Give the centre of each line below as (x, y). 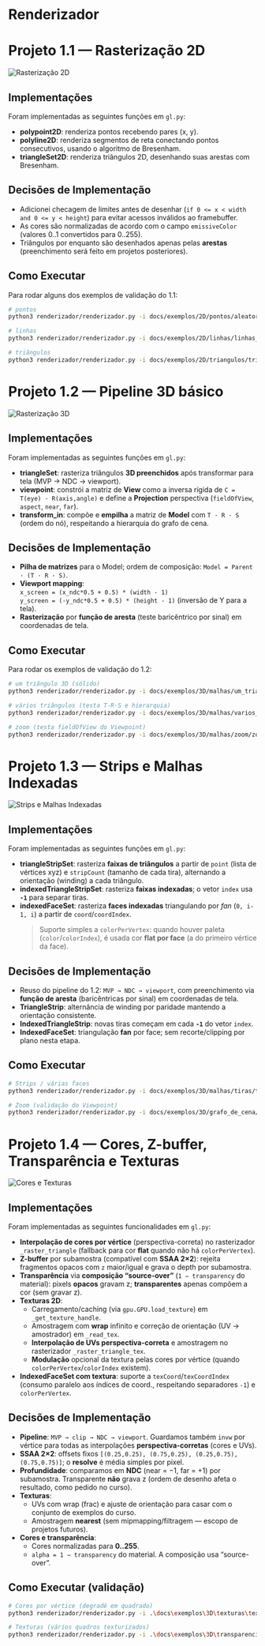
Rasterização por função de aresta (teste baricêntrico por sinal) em (131, 617)
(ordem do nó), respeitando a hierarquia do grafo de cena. (114, 523)
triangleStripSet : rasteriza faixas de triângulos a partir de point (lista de (138, 864)
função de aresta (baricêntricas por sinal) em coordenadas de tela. (129, 998)
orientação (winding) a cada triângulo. (82, 881)
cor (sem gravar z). (51, 1292)
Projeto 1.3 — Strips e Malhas (106, 766)
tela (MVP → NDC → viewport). (70, 481)
